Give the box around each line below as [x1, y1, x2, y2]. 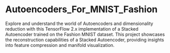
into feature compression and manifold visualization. [5, 42, 115, 48]
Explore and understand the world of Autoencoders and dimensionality [5, 20, 153, 26]
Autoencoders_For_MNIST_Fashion [5, 4, 158, 15]
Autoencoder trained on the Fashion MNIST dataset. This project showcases [5, 31, 165, 37]
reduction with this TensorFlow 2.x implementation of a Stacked [5, 25, 139, 32]
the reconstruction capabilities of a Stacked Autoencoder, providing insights [5, 37, 164, 43]
